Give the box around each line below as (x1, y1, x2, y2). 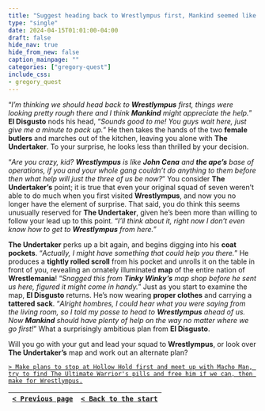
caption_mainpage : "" (8, 56, 80, 64)
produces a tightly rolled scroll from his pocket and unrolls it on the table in (8, 257, 256, 266)
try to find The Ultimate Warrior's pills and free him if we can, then (8, 370, 253, 378)
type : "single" (8, 19, 59, 27)
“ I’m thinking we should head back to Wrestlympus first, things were (8, 100, 233, 109)
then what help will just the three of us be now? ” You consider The (8, 173, 225, 183)
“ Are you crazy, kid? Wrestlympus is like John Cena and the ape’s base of (8, 157, 255, 166)
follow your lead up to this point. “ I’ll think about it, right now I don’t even (8, 215, 245, 226)
